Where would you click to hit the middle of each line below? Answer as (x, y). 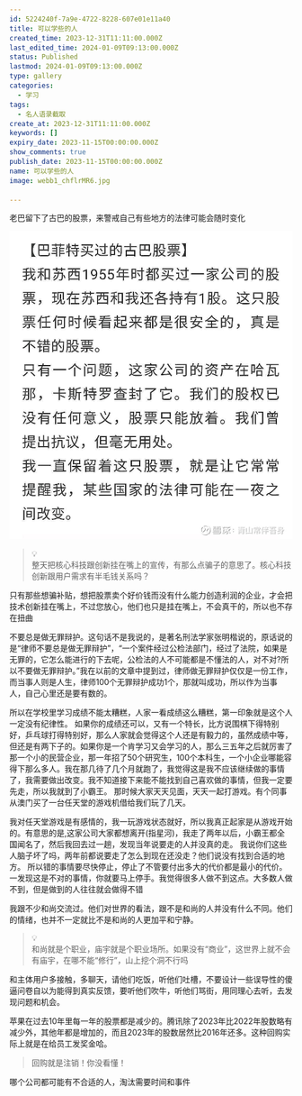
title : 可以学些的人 (44, 28)
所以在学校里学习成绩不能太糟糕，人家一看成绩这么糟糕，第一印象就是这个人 (151, 713)
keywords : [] (34, 133)
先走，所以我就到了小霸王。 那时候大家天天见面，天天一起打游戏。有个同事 (148, 791)
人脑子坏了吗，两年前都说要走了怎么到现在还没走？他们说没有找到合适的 (143, 855)
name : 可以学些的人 (42, 171)
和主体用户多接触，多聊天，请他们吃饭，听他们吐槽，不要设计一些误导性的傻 (151, 980)
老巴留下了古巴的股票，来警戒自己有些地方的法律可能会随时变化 (127, 218)
